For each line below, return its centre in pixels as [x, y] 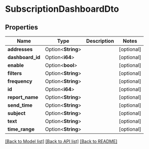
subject [17, 113]
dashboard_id [24, 57]
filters [15, 73]
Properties [22, 27]
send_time [20, 105]
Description [100, 41]
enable [16, 65]
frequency [20, 81]
